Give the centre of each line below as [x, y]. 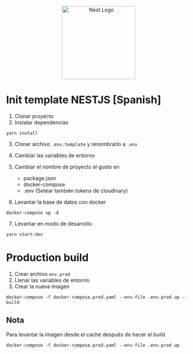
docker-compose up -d [33, 213]
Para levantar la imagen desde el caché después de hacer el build [86, 334]
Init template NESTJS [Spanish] [84, 100]
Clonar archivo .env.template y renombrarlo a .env [76, 144]
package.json [40, 178]
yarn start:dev [25, 234]
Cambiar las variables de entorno [55, 155]
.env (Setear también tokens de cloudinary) [76, 190]
